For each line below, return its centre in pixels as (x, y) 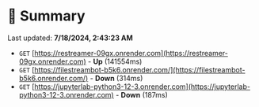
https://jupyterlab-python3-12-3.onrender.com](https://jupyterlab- (143, 87)
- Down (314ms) (116, 78)
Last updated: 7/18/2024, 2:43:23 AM (70, 38)
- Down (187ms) (141, 94)
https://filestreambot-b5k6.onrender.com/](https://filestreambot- (140, 69)
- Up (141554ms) (115, 61)
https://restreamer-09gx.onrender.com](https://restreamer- (131, 53)
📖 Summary (46, 16)
